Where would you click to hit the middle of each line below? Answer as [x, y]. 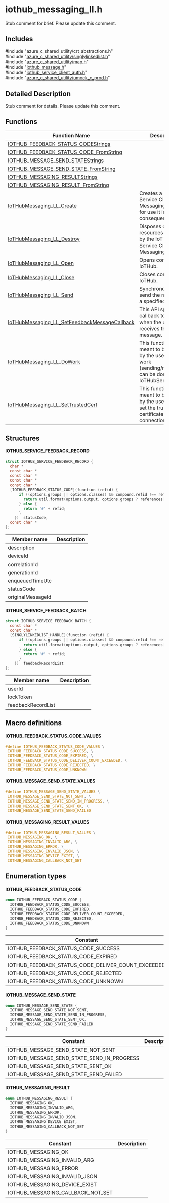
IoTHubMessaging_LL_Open [41, 263]
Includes [19, 39]
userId [15, 689]
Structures [22, 438]
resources [151, 233]
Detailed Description [38, 94]
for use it [150, 212]
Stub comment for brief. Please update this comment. [61, 23]
